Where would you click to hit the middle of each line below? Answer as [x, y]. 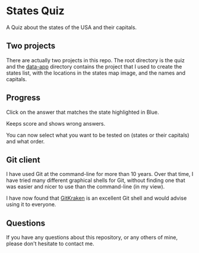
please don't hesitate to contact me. [50, 244]
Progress [23, 98]
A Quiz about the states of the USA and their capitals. [72, 27]
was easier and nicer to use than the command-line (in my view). [86, 187]
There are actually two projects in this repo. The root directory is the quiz [96, 60]
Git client [23, 160]
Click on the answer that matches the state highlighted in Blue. [83, 112]
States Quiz [35, 11]
